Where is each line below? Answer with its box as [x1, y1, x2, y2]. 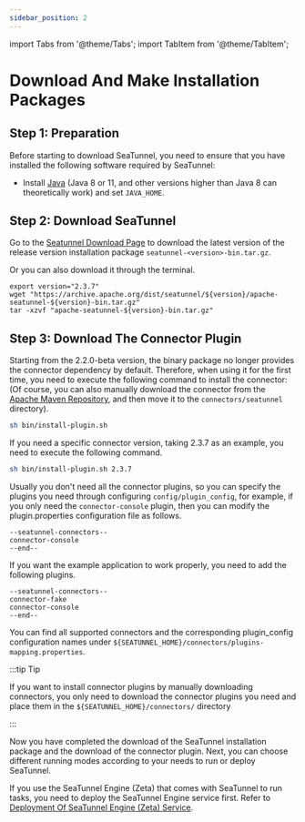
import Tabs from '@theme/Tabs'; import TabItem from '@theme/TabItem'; [9, 38, 290, 49]
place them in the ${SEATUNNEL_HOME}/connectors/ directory [9, 701, 231, 711]
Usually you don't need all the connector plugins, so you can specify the [9, 482, 281, 492]
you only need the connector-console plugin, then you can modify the [9, 501, 270, 511]
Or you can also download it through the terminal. [9, 265, 196, 276]
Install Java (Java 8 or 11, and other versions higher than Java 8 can [22, 177, 278, 188]
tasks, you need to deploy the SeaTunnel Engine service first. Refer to [9, 793, 271, 803]
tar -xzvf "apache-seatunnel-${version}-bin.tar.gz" [9, 306, 214, 315]
